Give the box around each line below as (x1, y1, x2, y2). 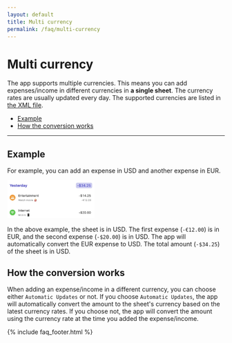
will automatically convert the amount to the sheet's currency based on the (7, 300, 220, 308)
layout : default (7, 11, 54, 18)
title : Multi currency (7, 18, 72, 26)
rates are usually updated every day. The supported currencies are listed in (7, 94, 221, 102)
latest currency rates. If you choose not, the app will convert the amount (7, 307, 213, 315)
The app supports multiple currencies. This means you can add (7, 79, 188, 88)
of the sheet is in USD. (7, 247, 71, 255)
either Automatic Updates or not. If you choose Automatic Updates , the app (7, 293, 218, 301)
